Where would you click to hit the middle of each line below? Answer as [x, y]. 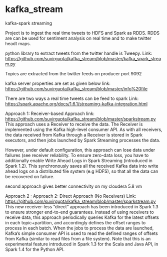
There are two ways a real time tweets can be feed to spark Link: [72, 98]
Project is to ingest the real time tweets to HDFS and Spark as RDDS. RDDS [82, 33]
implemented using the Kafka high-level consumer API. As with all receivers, [84, 130]
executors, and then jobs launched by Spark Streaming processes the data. [83, 140]
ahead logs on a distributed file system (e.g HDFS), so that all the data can [82, 171]
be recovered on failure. [30, 176]
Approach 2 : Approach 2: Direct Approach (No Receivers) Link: [71, 196]
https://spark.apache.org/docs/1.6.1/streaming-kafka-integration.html [76, 103]
